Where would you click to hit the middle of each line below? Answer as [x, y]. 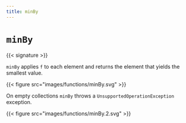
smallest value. [24, 73]
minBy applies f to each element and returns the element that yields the [93, 66]
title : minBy [22, 12]
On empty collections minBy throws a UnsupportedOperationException [90, 96]
